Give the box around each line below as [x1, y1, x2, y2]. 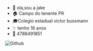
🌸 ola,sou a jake [12, 5, 45, 10]
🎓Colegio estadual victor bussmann [12, 18, 88, 23]
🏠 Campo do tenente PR [12, 10, 64, 16]
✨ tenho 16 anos [12, 25, 46, 31]
